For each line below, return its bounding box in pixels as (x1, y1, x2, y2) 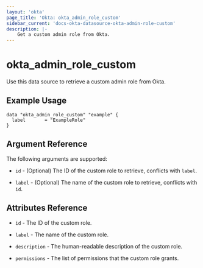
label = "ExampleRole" (12, 117, 86, 123)
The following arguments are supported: (6, 155, 108, 162)
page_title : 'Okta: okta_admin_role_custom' (6, 15, 121, 21)
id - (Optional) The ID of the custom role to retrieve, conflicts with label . (15, 167, 197, 174)
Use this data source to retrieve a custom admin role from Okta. (6, 78, 166, 85)
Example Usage (6, 96, 67, 106)
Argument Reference (6, 139, 88, 149)
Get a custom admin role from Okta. (17, 32, 111, 38)
